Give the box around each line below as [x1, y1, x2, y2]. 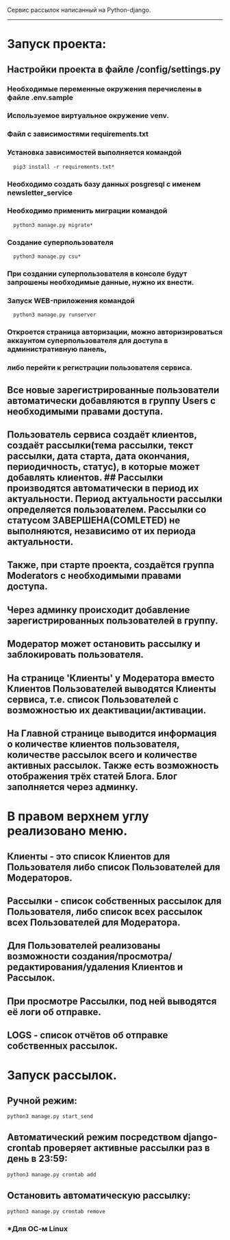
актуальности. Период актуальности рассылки [7, 493, 222, 505]
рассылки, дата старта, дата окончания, [7, 451, 190, 462]
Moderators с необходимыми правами [7, 570, 181, 582]
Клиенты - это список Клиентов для [7, 850, 170, 862]
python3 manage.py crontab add [7, 1171, 97, 1178]
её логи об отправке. [7, 1006, 101, 1018]
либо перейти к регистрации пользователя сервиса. [7, 363, 193, 372]
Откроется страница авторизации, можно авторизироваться [7, 327, 223, 337]
